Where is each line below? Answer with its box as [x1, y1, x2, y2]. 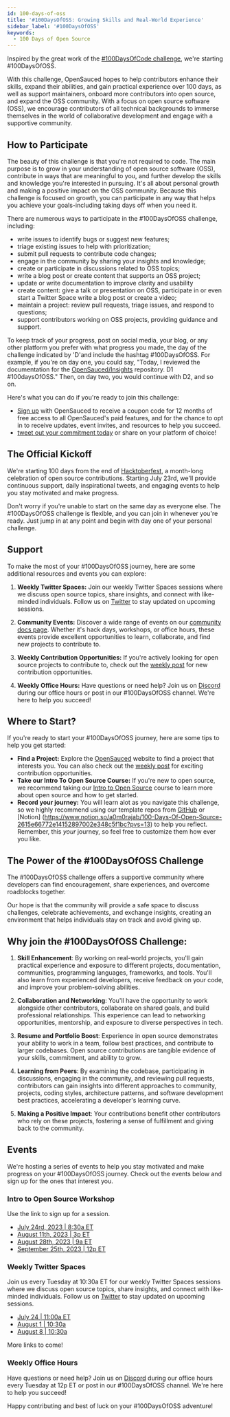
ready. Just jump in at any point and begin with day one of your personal [7, 517, 212, 525]
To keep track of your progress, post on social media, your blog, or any [7, 336, 208, 344]
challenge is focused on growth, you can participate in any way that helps [7, 193, 216, 202]
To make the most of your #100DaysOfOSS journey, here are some [7, 562, 196, 570]
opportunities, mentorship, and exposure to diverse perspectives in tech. [16, 1019, 223, 1026]
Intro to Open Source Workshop [7, 1194, 115, 1204]
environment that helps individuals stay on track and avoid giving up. [7, 916, 202, 924]
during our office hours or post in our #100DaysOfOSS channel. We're [16, 689, 215, 697]
